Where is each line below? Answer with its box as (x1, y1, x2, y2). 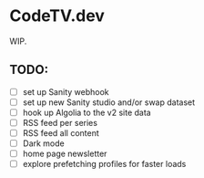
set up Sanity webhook (22, 86, 109, 97)
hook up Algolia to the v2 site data (22, 107, 152, 118)
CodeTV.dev (9, 5, 105, 26)
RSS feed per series (22, 117, 98, 128)
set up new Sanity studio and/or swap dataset (22, 97, 196, 108)
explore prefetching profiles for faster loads (22, 159, 187, 170)
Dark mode (22, 138, 66, 149)
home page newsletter (22, 148, 107, 160)
